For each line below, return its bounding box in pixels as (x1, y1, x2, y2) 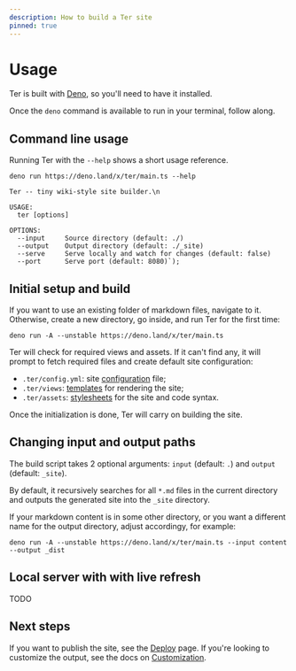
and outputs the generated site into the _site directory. (9, 494, 211, 505)
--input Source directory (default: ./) (17, 234, 184, 243)
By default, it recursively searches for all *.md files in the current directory (9, 484, 278, 496)
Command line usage (9, 131, 129, 146)
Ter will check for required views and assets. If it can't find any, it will (9, 347, 261, 358)
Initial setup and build (9, 281, 131, 297)
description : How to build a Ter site (9, 12, 152, 22)
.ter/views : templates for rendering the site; (21, 382, 184, 394)
